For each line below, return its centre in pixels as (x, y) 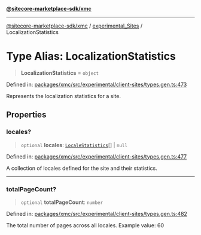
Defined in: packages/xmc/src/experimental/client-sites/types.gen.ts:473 (97, 84)
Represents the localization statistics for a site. (64, 96)
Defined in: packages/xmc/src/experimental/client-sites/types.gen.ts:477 (97, 156)
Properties (26, 115)
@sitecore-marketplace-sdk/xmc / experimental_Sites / (74, 26)
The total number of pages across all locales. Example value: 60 (85, 225)
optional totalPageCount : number (62, 202)
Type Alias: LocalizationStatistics (91, 57)
